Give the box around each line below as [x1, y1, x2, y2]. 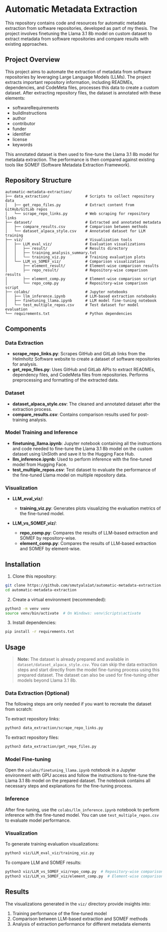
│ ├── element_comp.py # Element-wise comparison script [5, 276, 157, 281]
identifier [12, 131, 31, 137]
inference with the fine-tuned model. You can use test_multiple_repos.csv [5, 812, 159, 818]
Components [5, 324, 46, 333]
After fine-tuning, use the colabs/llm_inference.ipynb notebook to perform [5, 806, 160, 813]
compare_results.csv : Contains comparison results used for [12, 411, 137, 417]
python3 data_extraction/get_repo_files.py [5, 744, 97, 749]
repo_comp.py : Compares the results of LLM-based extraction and [19, 530, 158, 536]
